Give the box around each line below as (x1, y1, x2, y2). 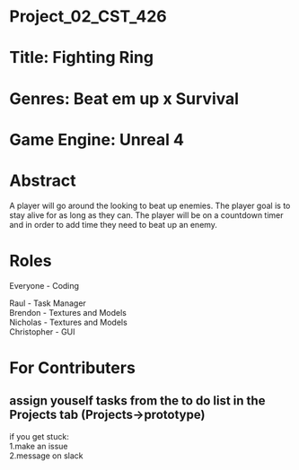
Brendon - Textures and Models (9, 307, 128, 318)
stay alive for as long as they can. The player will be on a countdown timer (9, 209, 285, 221)
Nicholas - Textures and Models (9, 317, 128, 327)
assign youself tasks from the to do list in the (9, 393, 266, 409)
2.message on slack (9, 450, 84, 461)
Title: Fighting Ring (9, 48, 154, 68)
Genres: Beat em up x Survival (9, 88, 240, 109)
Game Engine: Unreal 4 (9, 129, 184, 150)
